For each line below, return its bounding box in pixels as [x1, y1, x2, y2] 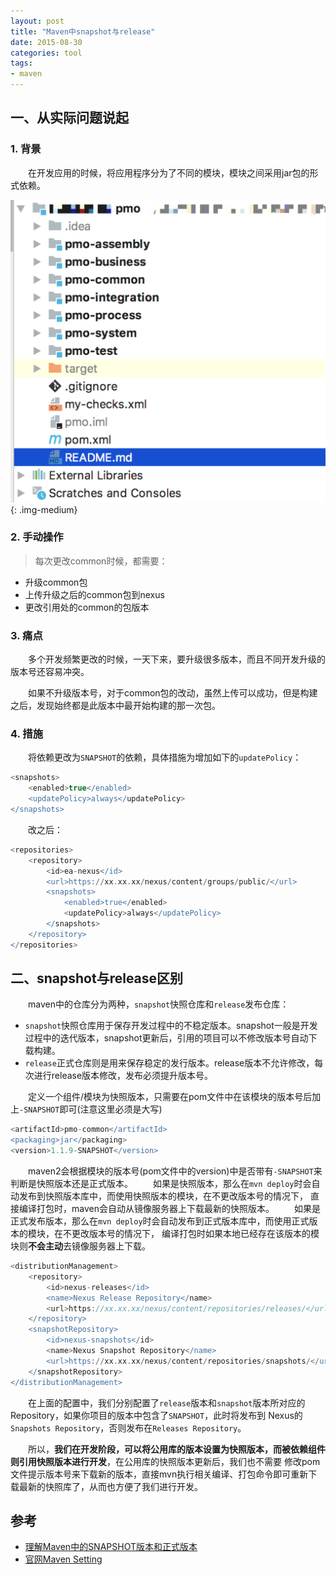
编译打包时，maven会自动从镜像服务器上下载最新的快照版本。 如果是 [18, 1203, 321, 1215]
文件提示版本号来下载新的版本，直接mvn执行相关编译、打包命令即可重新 [10, 1468, 309, 1480]
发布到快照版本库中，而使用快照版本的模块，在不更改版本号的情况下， [18, 1190, 308, 1202]
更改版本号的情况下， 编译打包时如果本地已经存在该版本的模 [71, 1228, 320, 1240]
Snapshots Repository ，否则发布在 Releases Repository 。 [10, 1421, 247, 1434]
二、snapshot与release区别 [10, 970, 184, 987]
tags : [10, 58, 33, 69]
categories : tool [10, 48, 83, 58]
